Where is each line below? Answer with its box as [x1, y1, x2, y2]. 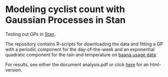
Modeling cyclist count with [5, 4, 125, 15]
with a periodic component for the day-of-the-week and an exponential [5, 46, 155, 52]
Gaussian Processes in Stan [5, 14, 126, 26]
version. [5, 67, 22, 73]
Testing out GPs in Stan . [5, 31, 56, 37]
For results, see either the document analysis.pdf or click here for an [5, 61, 149, 67]
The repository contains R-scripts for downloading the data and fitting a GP [5, 41, 163, 47]
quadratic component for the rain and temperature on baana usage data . [5, 52, 157, 58]
